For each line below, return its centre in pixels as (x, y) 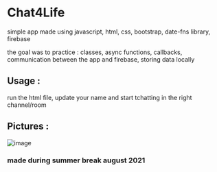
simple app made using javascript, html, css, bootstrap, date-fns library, (109, 32)
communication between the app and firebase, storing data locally (101, 59)
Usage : (24, 81)
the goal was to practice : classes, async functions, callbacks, (95, 52)
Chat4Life (36, 13)
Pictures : (28, 126)
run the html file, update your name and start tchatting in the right (100, 97)
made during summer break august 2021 (76, 160)
